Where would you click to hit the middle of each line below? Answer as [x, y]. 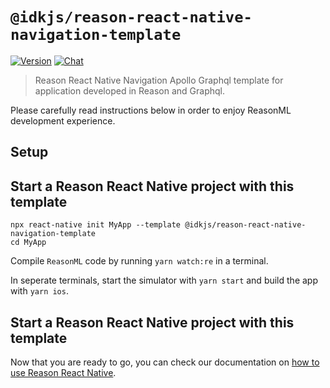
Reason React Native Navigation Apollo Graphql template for [159, 80]
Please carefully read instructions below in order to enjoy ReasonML [151, 110]
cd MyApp [28, 243]
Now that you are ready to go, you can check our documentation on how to [165, 362]
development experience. [63, 120]
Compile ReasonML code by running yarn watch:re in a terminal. [139, 261]
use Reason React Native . [63, 372]
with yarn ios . [39, 291]
